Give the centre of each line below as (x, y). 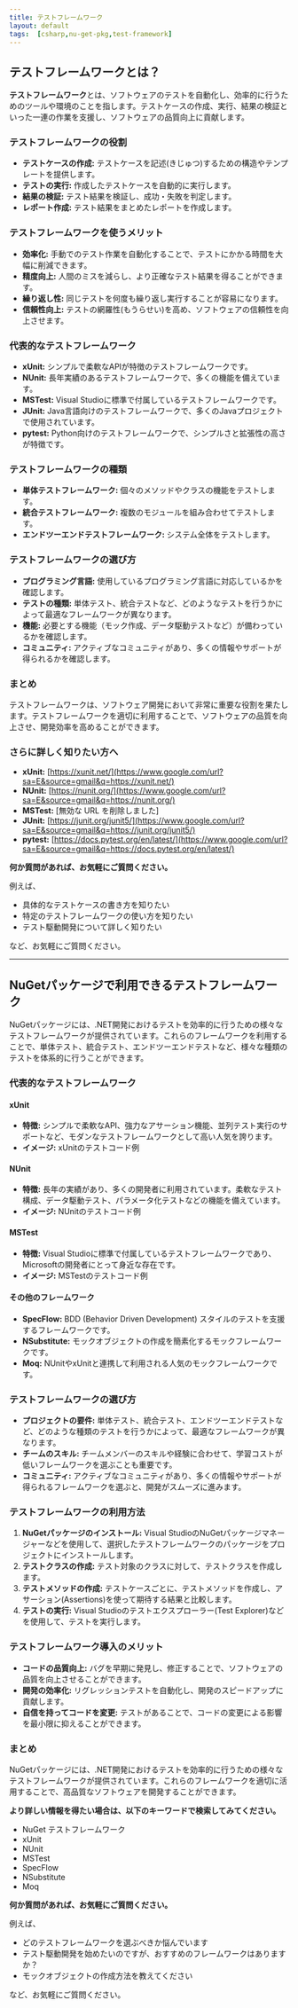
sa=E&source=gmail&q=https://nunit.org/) (98, 800)
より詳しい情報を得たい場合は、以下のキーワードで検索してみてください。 (145, 1811)
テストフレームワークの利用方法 (77, 1512)
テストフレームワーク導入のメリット (86, 1647)
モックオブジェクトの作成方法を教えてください (107, 1976)
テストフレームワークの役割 (68, 143)
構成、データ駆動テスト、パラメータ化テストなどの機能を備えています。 (153, 1200)
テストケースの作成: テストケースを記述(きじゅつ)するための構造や (144, 163)
